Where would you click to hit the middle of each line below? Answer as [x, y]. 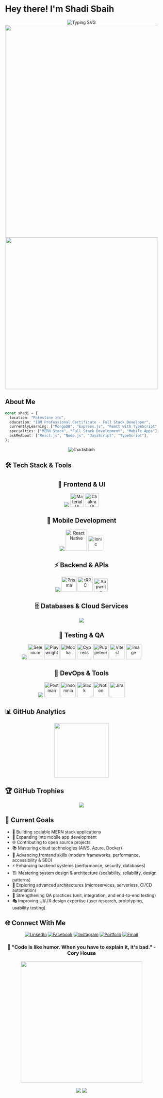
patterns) [21, 879]
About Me [20, 402]
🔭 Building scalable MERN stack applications [57, 832]
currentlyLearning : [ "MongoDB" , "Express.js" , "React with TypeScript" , [84, 427]
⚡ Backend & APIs [81, 565]
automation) [24, 890]
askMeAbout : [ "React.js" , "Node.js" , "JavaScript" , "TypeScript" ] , [79, 436]
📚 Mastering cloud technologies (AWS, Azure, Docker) [67, 848]
